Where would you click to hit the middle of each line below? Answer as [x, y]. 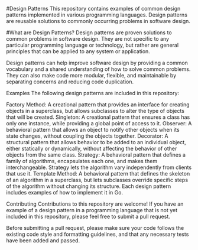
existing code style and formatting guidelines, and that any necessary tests [98, 234]
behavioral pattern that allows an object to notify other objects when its [93, 130]
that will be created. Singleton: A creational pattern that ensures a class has [98, 117]
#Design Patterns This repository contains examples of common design [93, 9]
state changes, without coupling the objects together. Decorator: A [87, 136]
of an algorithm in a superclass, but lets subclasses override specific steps [97, 180]
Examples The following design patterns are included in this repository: [92, 93]
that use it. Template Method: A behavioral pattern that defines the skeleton [98, 173]
